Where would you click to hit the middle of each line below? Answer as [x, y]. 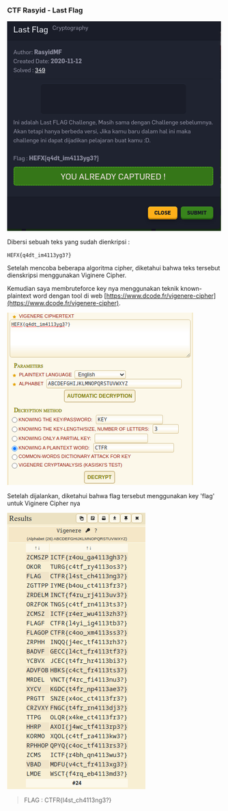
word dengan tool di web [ [70, 296]
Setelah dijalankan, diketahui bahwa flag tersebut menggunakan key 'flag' [111, 496]
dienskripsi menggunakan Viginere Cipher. [67, 275]
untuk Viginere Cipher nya [44, 503]
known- [191, 289]
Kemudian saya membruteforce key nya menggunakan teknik [93, 289]
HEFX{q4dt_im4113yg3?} [39, 255]
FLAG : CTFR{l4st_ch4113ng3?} [68, 800]
